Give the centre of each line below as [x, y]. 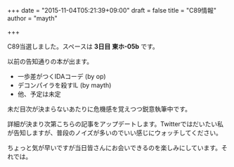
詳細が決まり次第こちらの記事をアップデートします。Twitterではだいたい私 [115, 124]
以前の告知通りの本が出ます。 [50, 61]
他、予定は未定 [39, 94]
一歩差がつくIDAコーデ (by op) [62, 76]
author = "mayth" [32, 18]
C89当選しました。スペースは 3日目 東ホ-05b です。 [83, 47]
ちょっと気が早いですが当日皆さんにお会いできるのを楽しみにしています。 [115, 148]
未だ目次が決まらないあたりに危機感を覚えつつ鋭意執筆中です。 [99, 109]
